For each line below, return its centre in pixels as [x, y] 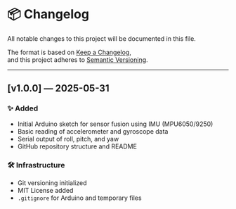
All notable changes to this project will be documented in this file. [102, 38]
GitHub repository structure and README [77, 146]
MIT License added [45, 190]
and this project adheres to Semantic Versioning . [78, 59]
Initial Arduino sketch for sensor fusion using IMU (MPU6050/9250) [115, 124]
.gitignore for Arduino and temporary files [79, 198]
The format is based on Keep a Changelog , [69, 52]
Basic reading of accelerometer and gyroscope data [93, 131]
